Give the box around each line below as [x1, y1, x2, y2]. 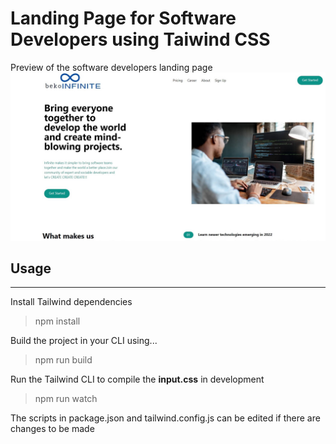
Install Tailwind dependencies [10, 296, 133, 308]
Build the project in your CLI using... [10, 335, 158, 347]
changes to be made [10, 423, 95, 435]
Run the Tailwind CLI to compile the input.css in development [10, 373, 265, 386]
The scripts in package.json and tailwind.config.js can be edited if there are [10, 412, 321, 424]
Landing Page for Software [10, 7, 237, 30]
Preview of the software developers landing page [10, 61, 213, 73]
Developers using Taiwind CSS [10, 28, 271, 51]
